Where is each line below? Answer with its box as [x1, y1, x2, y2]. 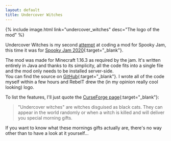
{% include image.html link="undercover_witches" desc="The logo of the [5, 26, 160, 32]
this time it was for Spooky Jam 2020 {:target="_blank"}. [5, 47, 124, 53]
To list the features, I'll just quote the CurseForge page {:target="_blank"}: [5, 94, 159, 100]
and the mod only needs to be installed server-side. [5, 67, 114, 74]
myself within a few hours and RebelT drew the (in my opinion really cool [5, 79, 158, 85]
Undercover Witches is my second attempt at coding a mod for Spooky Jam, [5, 41, 166, 48]
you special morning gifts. [17, 114, 72, 121]
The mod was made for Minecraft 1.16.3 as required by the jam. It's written [5, 57, 161, 63]
